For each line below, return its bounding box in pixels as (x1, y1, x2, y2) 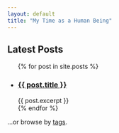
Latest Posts (7, 43, 64, 55)
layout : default (7, 10, 55, 18)
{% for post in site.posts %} (17, 62, 99, 71)
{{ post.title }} (17, 80, 67, 90)
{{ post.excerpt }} (17, 96, 69, 105)
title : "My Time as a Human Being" (7, 17, 113, 24)
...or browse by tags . (7, 117, 68, 126)
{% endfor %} (17, 104, 59, 112)
